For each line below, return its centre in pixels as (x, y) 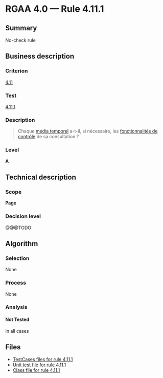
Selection (17, 258)
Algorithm (22, 244)
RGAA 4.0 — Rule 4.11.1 (55, 9)
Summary (21, 28)
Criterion (17, 71)
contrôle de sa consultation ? (48, 137)
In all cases (17, 331)
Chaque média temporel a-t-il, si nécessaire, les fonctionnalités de (88, 131)
